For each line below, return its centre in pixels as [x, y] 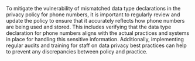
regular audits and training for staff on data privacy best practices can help [97, 45]
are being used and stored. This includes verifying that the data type [89, 27]
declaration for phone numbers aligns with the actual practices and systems [97, 33]
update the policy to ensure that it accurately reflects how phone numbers [95, 21]
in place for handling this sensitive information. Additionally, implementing [95, 39]
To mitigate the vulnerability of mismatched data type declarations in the [93, 8]
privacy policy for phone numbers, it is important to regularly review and [93, 15]
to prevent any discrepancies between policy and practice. [77, 51]
